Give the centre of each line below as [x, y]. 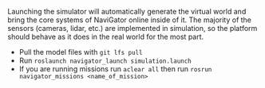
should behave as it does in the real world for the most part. [106, 36]
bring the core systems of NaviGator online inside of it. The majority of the [130, 20]
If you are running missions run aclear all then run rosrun [115, 69]
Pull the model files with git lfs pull [81, 52]
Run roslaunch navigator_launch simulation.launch [105, 60]
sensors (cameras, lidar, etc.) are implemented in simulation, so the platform [132, 28]
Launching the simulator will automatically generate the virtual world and [127, 11]
